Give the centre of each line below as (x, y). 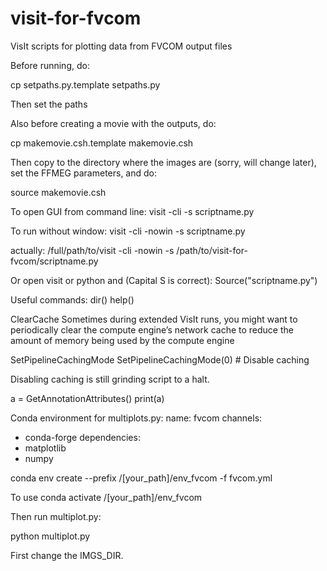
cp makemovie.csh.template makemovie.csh (102, 143)
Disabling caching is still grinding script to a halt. (110, 379)
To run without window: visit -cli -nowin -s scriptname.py (128, 231)
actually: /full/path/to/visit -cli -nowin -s (92, 250)
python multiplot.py (50, 536)
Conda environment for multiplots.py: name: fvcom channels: (136, 418)
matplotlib (45, 448)
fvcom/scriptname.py (54, 261)
